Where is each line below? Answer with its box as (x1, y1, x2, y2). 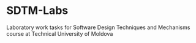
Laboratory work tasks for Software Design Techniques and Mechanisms (6, 24, 190, 31)
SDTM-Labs (6, 4, 69, 18)
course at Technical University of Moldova (6, 30, 113, 37)
